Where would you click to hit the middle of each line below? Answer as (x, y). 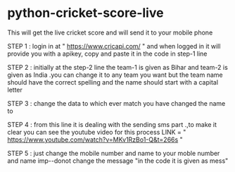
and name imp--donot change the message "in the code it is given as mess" (118, 161)
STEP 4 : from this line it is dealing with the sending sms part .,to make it (112, 124)
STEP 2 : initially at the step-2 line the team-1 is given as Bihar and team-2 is (118, 67)
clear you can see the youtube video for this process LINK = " (97, 132)
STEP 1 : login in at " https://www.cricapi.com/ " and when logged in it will (114, 46)
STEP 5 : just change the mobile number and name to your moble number (114, 153)
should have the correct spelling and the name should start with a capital (113, 82)
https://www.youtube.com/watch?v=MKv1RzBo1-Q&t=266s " (95, 140)
